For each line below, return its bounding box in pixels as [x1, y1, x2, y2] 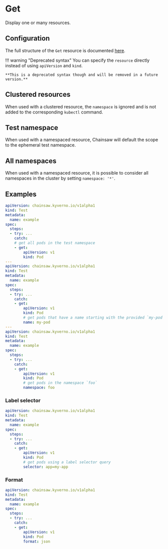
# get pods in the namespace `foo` [23, 380, 98, 385]
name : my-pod [23, 320, 51, 325]
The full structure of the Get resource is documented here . [5, 47, 125, 53]
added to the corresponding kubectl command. [5, 109, 103, 115]
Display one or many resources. [5, 20, 71, 26]
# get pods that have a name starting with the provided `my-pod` [23, 315, 165, 320]
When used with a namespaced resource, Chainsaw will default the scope [5, 136, 158, 143]
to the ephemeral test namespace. [5, 142, 76, 148]
